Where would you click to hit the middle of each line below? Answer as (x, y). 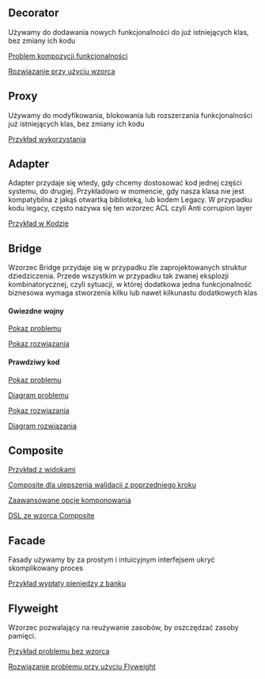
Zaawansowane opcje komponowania (70, 500)
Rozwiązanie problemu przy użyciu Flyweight (82, 667)
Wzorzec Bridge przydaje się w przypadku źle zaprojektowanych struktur (128, 268)
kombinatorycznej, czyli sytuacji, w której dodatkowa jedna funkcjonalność (130, 284)
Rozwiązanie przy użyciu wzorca (62, 71)
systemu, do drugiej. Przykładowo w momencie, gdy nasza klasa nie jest (127, 191)
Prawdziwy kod (34, 362)
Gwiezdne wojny (36, 311)
